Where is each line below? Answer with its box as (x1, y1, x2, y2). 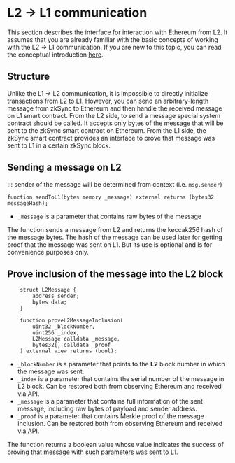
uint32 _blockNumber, (32, 323, 96, 330)
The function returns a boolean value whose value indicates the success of (7, 441, 224, 449)
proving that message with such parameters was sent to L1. (7, 448, 178, 456)
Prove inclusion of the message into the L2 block (7, 268, 224, 280)
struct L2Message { (20, 287, 77, 294)
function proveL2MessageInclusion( (20, 317, 124, 325)
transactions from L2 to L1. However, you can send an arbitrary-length (7, 97, 209, 105)
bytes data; (32, 299, 68, 306)
